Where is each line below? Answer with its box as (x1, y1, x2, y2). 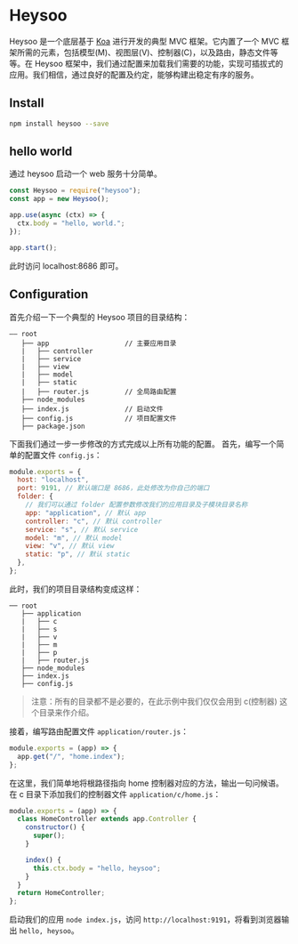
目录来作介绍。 (38, 706, 94, 717)
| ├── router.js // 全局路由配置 (20, 387, 177, 396)
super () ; (32, 831, 66, 841)
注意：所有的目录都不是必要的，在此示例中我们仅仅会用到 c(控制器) (30, 696, 278, 706)
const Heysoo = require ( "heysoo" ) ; (9, 186, 141, 196)
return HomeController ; (17, 889, 105, 898)
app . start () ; (9, 243, 58, 252)
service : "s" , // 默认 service (25, 525, 139, 534)
